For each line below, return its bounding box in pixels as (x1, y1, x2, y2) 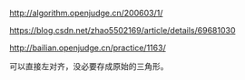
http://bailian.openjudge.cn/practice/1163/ (9, 42, 166, 53)
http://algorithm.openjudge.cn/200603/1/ (9, 8, 163, 18)
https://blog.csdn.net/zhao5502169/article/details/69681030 (9, 25, 236, 35)
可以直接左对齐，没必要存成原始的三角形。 (9, 61, 169, 71)
